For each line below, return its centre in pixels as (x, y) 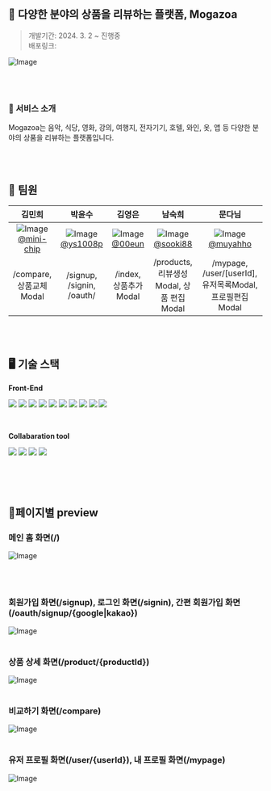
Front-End (26, 388)
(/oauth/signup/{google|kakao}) (73, 613)
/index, (128, 274)
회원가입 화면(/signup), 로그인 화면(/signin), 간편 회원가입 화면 (124, 603)
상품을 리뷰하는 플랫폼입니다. (69, 138)
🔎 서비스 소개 (32, 108)
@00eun (128, 243)
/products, (173, 262)
